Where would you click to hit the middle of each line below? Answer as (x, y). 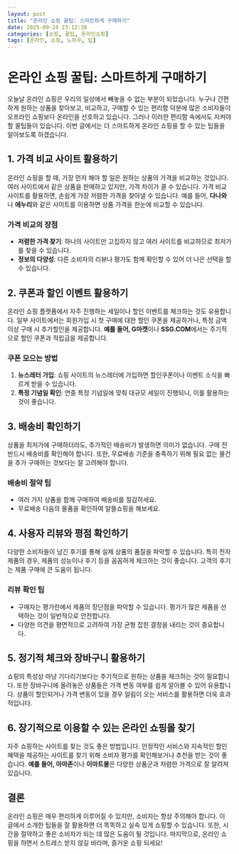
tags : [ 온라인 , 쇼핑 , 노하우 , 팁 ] (52, 41)
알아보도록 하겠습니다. (38, 135)
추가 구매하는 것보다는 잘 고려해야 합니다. (72, 463)
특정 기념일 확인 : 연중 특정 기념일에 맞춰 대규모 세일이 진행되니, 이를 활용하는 (123, 393)
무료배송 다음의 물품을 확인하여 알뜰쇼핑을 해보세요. (89, 509)
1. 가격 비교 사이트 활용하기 (63, 159)
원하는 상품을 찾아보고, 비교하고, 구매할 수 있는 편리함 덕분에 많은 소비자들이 (126, 108)
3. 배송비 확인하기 (44, 426)
